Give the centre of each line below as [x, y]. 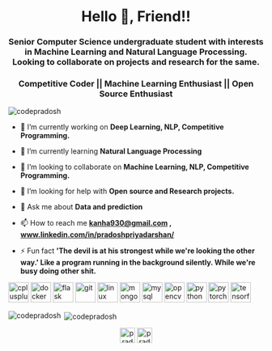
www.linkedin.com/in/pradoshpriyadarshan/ [97, 235]
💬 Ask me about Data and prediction [81, 207]
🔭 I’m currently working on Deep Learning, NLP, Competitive [122, 127]
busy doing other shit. [58, 271]
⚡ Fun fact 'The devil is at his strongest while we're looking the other [137, 251]
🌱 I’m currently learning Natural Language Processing [111, 151]
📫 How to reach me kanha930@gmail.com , [96, 223]
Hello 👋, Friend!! [136, 17]
